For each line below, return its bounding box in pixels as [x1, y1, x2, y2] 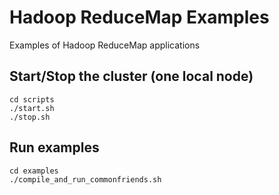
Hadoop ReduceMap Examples [9, 6, 270, 29]
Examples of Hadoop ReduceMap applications [9, 39, 201, 51]
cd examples [9, 166, 59, 176]
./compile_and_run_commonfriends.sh [9, 174, 162, 185]
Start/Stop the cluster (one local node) [9, 68, 254, 85]
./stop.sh [9, 112, 51, 122]
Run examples [9, 139, 100, 156]
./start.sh [9, 103, 55, 113]
